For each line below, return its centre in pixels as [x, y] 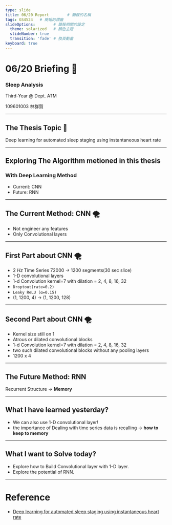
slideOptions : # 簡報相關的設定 [45, 24]
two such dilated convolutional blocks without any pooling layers [81, 350]
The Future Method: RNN [46, 377]
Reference [28, 497]
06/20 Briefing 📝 [41, 68]
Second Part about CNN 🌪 [49, 319]
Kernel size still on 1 [34, 334]
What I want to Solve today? [51, 454]
